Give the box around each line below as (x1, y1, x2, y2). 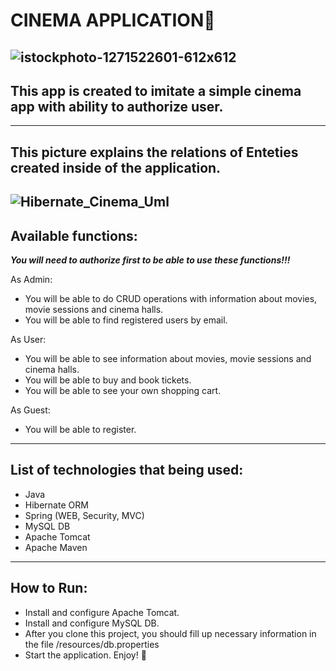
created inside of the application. (10, 159, 222, 176)
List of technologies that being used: (10, 462, 244, 479)
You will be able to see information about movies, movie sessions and (24, 352, 312, 364)
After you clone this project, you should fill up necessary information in (24, 627, 317, 639)
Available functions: (10, 227, 138, 244)
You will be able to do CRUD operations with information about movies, (24, 292, 318, 304)
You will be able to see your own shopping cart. (24, 384, 222, 396)
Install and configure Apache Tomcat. (24, 606, 180, 618)
